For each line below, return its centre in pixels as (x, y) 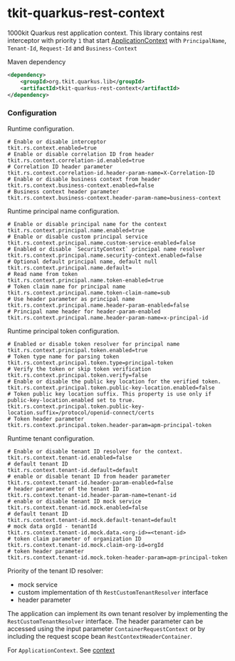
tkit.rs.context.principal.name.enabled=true (76, 230)
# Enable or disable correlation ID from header (81, 154)
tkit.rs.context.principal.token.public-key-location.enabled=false (111, 388)
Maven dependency (37, 61)
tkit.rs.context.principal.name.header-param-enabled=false (99, 305)
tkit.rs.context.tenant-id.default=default (73, 470)
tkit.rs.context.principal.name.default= (70, 268)
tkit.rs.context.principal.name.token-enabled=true (85, 280)
